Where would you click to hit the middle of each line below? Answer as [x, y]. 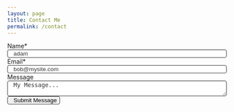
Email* [17, 62]
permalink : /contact [37, 26]
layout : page [26, 13]
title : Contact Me [34, 20]
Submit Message [35, 101]
